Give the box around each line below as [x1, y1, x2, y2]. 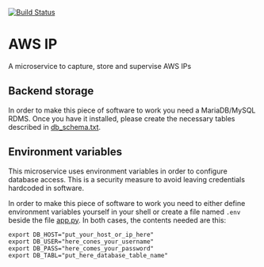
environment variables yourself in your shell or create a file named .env [8, 207, 241, 216]
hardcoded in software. [8, 183, 85, 193]
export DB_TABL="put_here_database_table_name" [8, 251, 169, 259]
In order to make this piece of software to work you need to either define [8, 198, 246, 208]
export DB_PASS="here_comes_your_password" [8, 244, 155, 253]
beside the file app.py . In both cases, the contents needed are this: [8, 215, 227, 225]
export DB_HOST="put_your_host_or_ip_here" [8, 231, 155, 238]
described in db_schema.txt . [8, 122, 101, 132]
